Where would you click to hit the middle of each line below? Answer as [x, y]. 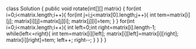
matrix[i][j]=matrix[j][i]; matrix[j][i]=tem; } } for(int [74, 21]
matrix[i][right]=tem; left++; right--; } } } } [56, 40]
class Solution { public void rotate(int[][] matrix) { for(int [74, 9]
